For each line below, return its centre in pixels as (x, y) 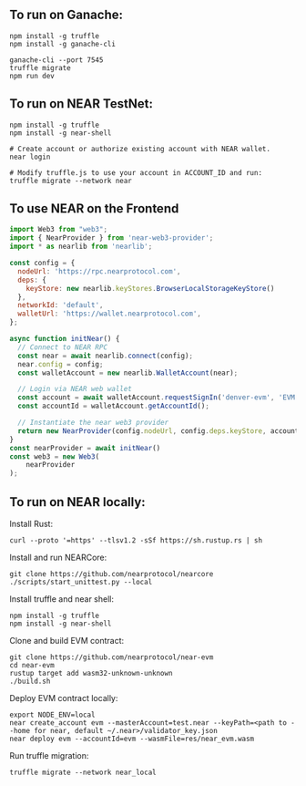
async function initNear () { (65, 339)
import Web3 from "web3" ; (58, 230)
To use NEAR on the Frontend (94, 209)
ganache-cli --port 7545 (56, 60)
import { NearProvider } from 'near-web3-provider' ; (112, 238)
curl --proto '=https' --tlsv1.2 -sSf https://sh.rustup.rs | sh (136, 541)
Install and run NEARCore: (58, 557)
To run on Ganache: (66, 15)
